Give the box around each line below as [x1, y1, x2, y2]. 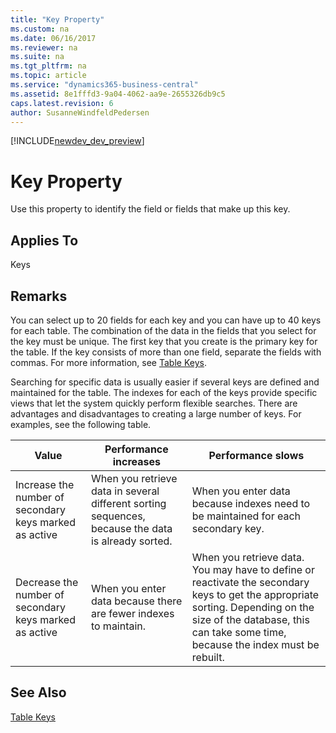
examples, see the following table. [10, 418, 152, 430]
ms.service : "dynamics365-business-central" [10, 80, 199, 90]
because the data [90, 521, 173, 535]
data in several [90, 484, 160, 498]
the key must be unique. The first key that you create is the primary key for [10, 335, 318, 347]
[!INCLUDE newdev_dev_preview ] [10, 135, 145, 147]
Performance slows [208, 448, 305, 462]
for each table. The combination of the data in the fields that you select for [10, 324, 317, 336]
